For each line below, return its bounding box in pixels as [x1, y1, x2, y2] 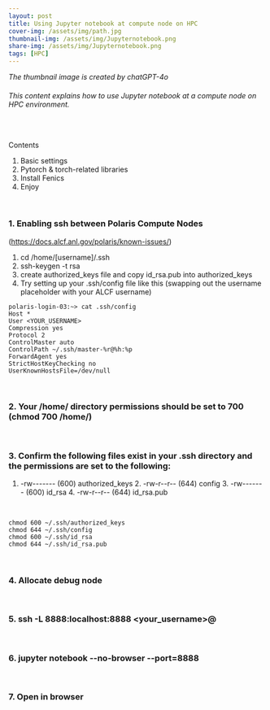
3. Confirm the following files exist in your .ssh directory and [8, 450, 253, 461]
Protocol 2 [8, 331, 46, 339]
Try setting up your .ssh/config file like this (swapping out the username [20, 278, 262, 288]
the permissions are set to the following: [8, 460, 171, 472]
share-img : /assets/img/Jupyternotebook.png [8, 42, 162, 50]
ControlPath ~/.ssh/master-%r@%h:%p [8, 345, 133, 354]
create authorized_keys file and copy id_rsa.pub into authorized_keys [20, 269, 253, 279]
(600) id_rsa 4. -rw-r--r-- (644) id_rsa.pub [25, 487, 168, 497]
